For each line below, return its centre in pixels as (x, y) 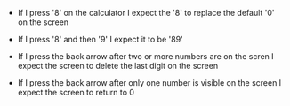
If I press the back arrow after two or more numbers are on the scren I (145, 56)
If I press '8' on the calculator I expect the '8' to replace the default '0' (146, 13)
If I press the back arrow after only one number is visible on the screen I (149, 83)
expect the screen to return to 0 (76, 92)
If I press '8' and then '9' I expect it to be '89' (101, 39)
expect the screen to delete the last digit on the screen (118, 66)
